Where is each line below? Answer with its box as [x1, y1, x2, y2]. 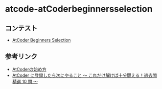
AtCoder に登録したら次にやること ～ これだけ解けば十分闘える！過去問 [12, 72, 157, 78]
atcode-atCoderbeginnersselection [5, 3, 153, 15]
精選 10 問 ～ [12, 78, 38, 84]
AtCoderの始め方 [12, 66, 46, 72]
